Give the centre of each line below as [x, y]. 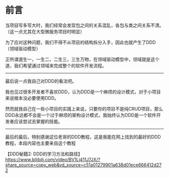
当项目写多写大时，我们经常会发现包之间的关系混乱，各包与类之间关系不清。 [84, 25]
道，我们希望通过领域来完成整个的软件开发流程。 [56, 66]
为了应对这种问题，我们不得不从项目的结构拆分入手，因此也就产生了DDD [80, 42]
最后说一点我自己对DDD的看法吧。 [41, 81]
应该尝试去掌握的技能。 [38, 121]
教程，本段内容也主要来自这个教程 [40, 143]
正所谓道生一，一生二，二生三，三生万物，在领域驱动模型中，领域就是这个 [82, 59]
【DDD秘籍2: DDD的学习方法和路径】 [44, 154]
